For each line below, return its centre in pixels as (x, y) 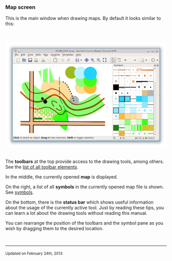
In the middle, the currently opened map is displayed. (62, 177)
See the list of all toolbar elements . (42, 167)
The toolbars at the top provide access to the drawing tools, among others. (85, 162)
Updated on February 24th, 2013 (34, 254)
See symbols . (20, 192)
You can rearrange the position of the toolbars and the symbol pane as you (84, 223)
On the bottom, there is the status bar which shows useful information (79, 202)
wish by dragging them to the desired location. (55, 229)
